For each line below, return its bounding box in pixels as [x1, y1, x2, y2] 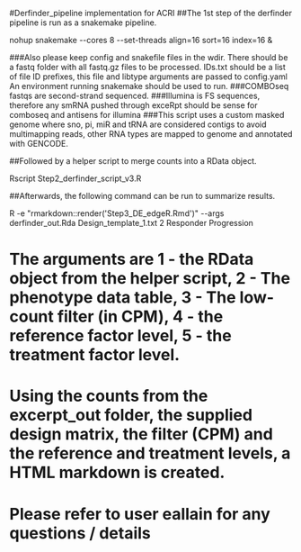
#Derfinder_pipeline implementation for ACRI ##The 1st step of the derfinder [9, 8, 293, 18]
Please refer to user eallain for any [9, 503, 271, 524]
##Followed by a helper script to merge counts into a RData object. [9, 156, 258, 166]
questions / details [9, 522, 151, 543]
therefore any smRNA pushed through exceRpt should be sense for [9, 100, 258, 111]
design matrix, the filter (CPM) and [9, 424, 274, 445]
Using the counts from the [9, 386, 208, 406]
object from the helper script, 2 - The [9, 268, 290, 289]
